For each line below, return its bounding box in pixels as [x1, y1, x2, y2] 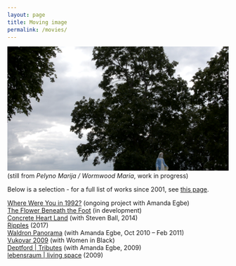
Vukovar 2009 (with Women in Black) [7, 236, 115, 245]
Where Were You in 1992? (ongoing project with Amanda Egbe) [7, 199, 190, 207]
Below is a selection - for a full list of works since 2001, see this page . [7, 185, 209, 194]
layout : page [7, 11, 46, 18]
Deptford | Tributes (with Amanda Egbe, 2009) [7, 244, 142, 252]
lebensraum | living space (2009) [7, 251, 104, 260]
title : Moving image [7, 18, 68, 26]
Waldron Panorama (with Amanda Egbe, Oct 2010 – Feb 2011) [7, 229, 185, 237]
